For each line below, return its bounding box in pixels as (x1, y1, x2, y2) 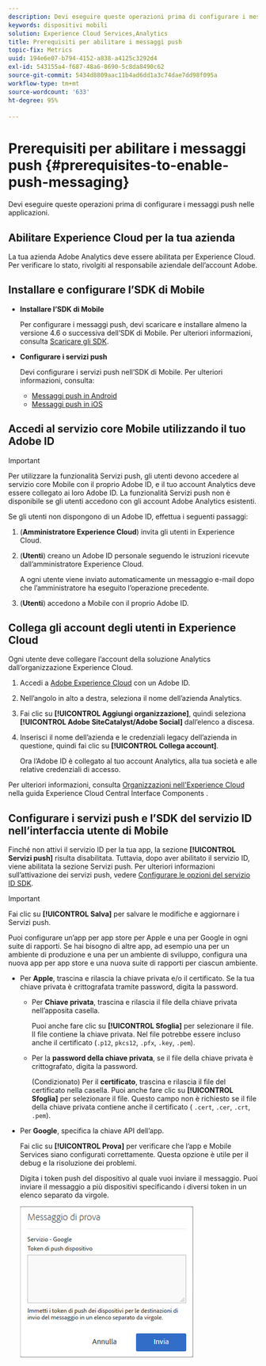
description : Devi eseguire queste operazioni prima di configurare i (8, 13, 246, 21)
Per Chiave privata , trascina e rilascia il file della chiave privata (31, 998, 237, 1007)
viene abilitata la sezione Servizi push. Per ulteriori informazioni (8, 862, 215, 871)
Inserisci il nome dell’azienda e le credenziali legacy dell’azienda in (19, 732, 237, 742)
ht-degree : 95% (8, 96, 59, 105)
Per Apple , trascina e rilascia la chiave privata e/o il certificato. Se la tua (19, 974, 255, 984)
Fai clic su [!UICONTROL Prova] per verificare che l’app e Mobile (19, 1141, 232, 1151)
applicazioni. (8, 208, 50, 218)
